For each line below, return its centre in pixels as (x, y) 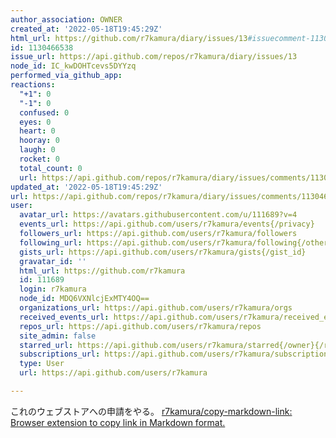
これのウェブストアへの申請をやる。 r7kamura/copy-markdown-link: (151, 411)
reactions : (33, 85)
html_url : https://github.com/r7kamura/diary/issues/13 (129, 38)
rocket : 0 (39, 159)
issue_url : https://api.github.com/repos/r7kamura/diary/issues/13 (154, 57)
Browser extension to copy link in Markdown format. (118, 422)
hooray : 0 (39, 141)
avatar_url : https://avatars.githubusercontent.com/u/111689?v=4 (158, 215)
